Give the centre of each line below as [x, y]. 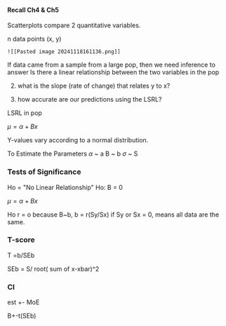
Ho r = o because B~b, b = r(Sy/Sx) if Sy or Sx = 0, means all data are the [113, 215]
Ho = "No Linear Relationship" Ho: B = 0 [65, 187]
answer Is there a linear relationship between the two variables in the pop [113, 72]
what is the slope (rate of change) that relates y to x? [94, 86]
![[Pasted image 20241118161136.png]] [64, 52]
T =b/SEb [21, 255]
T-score [21, 240]
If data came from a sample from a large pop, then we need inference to [112, 65]
